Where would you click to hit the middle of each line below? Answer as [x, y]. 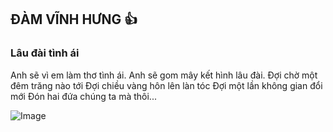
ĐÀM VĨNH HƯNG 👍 [74, 19]
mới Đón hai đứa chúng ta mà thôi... [83, 96]
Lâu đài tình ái [45, 53]
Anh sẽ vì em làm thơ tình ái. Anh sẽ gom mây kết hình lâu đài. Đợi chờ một [164, 75]
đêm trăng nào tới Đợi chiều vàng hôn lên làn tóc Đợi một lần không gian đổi [166, 85]
